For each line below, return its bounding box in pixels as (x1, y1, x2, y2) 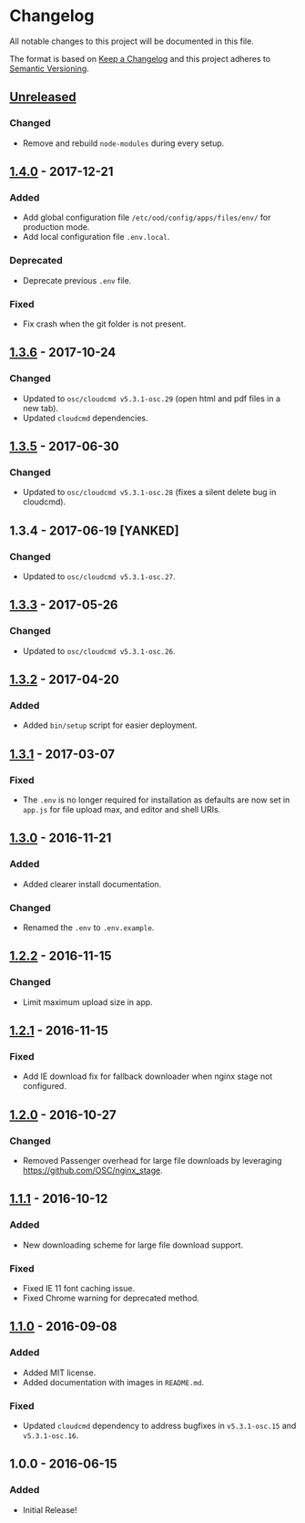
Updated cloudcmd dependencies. (22, 412, 148, 423)
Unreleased (9, 89, 77, 105)
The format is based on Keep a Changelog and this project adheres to (9, 53, 271, 64)
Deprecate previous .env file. (22, 275, 132, 285)
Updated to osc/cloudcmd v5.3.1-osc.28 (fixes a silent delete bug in (22, 487, 277, 498)
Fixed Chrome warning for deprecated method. (22, 1292, 200, 1304)
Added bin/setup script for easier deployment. (22, 720, 198, 730)
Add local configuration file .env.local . (22, 232, 170, 243)
